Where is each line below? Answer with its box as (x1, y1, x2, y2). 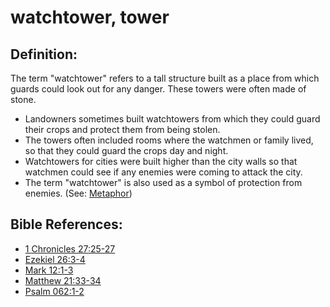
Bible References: (10, 216, 123, 233)
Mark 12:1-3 (24, 264, 74, 276)
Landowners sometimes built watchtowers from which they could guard (24, 113, 321, 125)
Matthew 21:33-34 (24, 274, 102, 286)
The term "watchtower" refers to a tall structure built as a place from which (10, 72, 320, 84)
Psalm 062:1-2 (24, 285, 85, 297)
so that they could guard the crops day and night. (24, 145, 229, 156)
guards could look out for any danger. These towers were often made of (10, 83, 307, 95)
